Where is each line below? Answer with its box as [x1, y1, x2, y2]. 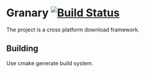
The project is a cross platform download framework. [6, 26, 140, 33]
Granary [6, 6, 49, 20]
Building [6, 43, 38, 54]
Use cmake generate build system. [6, 59, 94, 66]
